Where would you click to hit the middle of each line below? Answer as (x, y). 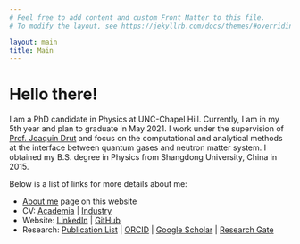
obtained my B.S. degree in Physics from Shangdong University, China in (143, 157)
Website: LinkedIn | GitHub (71, 221)
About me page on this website (79, 201)
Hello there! (54, 94)
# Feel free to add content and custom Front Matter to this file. (137, 17)
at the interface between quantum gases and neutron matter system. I (137, 147)
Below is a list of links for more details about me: (98, 184)
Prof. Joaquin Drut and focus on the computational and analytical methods (146, 139)
